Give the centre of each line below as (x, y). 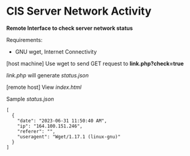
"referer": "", (36, 131)
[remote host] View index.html (44, 87)
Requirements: (24, 40)
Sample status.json (30, 99)
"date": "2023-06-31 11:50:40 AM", (62, 121)
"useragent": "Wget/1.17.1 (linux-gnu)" (69, 136)
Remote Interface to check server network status (70, 28)
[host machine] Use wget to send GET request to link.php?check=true (95, 63)
